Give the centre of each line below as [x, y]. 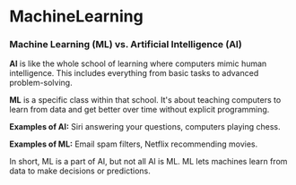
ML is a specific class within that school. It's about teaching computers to [145, 100]
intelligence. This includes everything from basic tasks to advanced [134, 73]
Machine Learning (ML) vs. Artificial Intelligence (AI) [126, 45]
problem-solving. [41, 83]
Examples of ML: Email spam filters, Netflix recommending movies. [134, 144]
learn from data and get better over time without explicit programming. [139, 110]
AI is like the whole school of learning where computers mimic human [138, 63]
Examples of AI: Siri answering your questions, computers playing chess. [145, 127]
